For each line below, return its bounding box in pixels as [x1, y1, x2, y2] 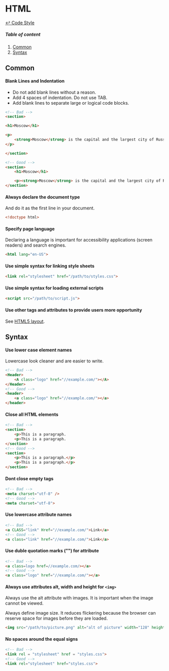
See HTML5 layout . [5, 318, 45, 324]
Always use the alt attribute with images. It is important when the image [5, 595, 153, 601]
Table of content [5, 31, 41, 37]
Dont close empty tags [5, 475, 54, 481]
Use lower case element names [5, 347, 72, 353]
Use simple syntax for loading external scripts [5, 285, 104, 291]
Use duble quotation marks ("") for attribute [5, 548, 99, 554]
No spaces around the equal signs [5, 636, 78, 642]
